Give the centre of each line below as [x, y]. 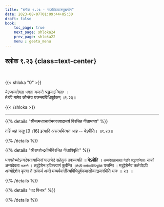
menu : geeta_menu [32, 41]
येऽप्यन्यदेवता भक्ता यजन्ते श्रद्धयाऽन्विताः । [37, 92]
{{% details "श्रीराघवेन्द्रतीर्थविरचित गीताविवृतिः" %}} [48, 150]
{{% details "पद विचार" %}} [31, 190]
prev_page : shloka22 [35, 37]
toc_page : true [29, 28]
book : [10, 23]
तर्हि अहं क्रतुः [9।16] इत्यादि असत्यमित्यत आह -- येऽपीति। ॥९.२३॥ [59, 131]
